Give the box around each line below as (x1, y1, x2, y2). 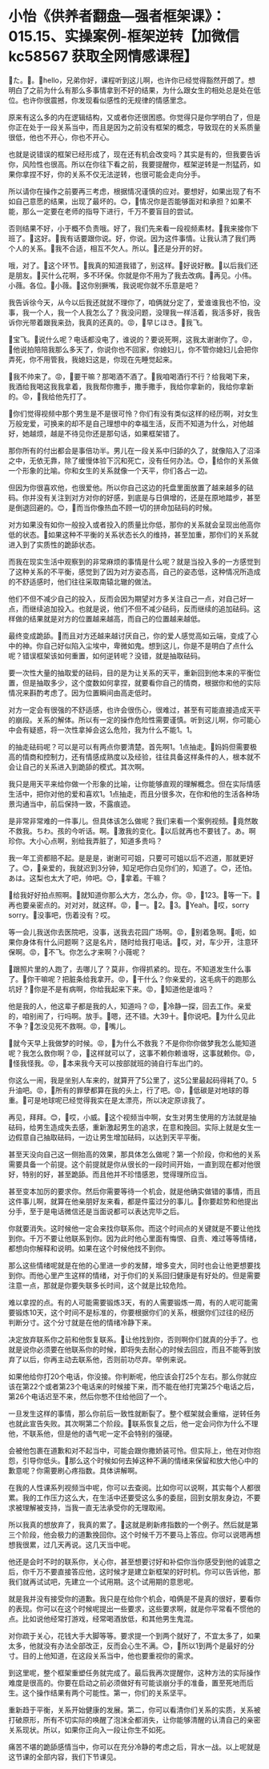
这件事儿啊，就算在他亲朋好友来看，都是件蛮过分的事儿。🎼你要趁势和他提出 (8, 1196, 259, 1206)
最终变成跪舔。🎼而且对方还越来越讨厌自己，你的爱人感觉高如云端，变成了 (8, 630, 252, 641)
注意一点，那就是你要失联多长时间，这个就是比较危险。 (8, 1281, 191, 1290)
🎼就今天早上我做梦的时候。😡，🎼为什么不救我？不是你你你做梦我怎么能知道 (8, 1038, 256, 1047)
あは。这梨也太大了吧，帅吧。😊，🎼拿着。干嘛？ (8, 873, 168, 882)
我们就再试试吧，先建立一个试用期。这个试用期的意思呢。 (8, 1577, 198, 1586)
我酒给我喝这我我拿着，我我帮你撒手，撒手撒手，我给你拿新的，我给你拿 (8, 381, 247, 391)
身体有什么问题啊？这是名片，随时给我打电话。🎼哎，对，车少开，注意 (22, 937, 252, 947)
